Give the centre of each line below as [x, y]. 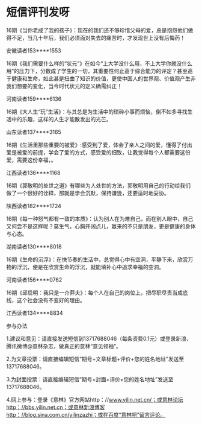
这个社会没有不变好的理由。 [51, 300]
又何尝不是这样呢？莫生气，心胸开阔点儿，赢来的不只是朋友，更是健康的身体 [101, 226]
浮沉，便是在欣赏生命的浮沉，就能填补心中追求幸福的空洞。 [90, 267]
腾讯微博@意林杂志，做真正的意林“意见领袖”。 [64, 346]
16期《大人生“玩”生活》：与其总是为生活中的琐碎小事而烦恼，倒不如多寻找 [97, 112]
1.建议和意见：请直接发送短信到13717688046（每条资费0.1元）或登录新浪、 [99, 338]
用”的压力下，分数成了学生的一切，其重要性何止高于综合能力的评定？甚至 [97, 71]
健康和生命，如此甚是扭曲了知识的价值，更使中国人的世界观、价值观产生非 [103, 78]
